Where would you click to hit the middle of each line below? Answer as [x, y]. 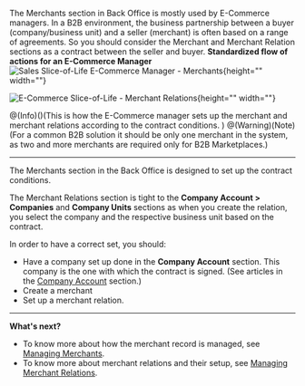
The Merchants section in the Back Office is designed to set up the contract [151, 170]
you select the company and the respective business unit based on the [142, 217]
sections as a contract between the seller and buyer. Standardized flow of [149, 52]
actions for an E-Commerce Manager [81, 61]
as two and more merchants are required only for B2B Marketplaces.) [139, 145]
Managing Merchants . [64, 353]
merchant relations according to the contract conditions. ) [117, 125]
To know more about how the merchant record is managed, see [141, 344]
